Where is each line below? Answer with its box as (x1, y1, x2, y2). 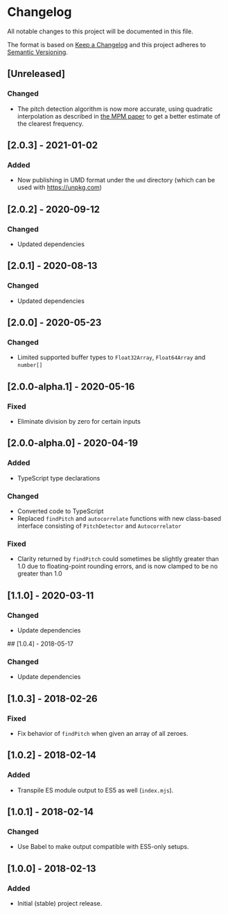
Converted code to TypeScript (17, 507, 104, 515)
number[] (17, 362, 43, 369)
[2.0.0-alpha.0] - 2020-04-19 (7, 438, 139, 449)
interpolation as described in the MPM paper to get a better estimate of (17, 112, 220, 120)
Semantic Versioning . (7, 48, 68, 56)
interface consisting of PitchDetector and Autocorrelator (17, 521, 182, 531)
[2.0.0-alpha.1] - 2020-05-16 (7, 381, 135, 393)
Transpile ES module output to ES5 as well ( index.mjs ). (17, 786, 174, 794)
